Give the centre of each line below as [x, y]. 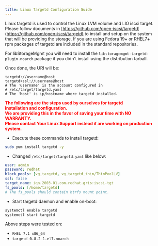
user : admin [17, 165]
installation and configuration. [36, 108]
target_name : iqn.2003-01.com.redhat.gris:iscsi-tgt [59, 183]
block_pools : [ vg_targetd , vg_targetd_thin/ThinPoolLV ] [63, 174]
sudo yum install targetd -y [34, 147]
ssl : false [16, 179]
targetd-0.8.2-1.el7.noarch [40, 239]
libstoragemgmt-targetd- [124, 54]
